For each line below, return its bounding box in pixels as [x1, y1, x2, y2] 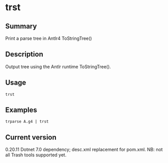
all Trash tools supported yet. [5, 152, 67, 158]
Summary [5, 22, 37, 31]
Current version [5, 133, 57, 142]
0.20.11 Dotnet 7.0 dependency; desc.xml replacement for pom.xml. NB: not [5, 147, 163, 153]
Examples [5, 106, 37, 115]
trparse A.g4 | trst [5, 119, 49, 124]
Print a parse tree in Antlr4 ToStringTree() [5, 35, 92, 41]
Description [5, 50, 43, 59]
